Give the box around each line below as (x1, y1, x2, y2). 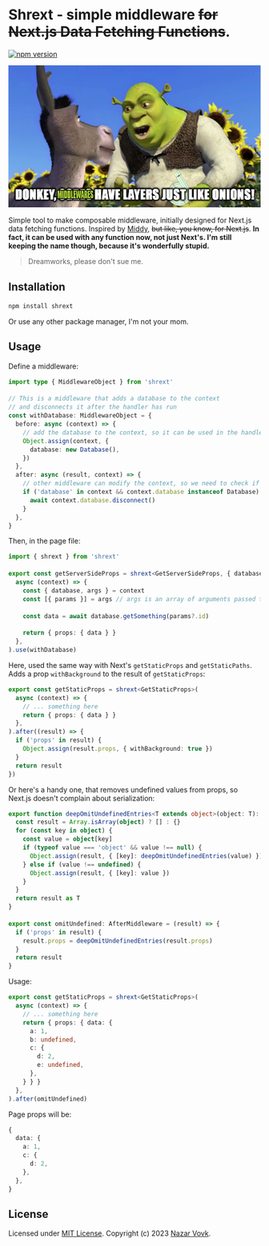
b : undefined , (29, 1036, 78, 1044)
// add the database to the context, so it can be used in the (22, 428, 239, 437)
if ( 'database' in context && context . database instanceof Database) (22, 488, 260, 496)
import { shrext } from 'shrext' (8, 552, 120, 561)
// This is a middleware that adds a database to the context (8, 395, 220, 403)
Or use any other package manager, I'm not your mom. (8, 316, 189, 326)
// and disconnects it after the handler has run (8, 403, 178, 411)
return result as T (15, 894, 81, 902)
